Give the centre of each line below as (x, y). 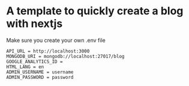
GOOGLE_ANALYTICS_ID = (34, 62)
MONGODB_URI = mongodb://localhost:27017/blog (65, 56)
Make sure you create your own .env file (56, 40)
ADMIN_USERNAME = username (40, 72)
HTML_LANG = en (25, 67)
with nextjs (34, 24)
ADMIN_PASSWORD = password (40, 77)
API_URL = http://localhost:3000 (48, 51)
